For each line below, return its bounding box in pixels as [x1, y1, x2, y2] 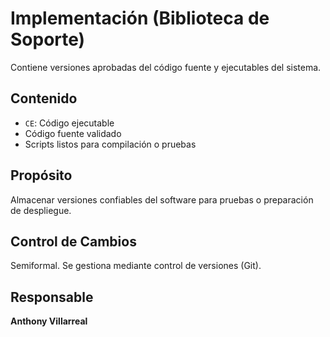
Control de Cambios [10, 233, 137, 250]
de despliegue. [10, 204, 72, 216]
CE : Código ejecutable [24, 117, 115, 129]
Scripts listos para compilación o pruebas [24, 138, 197, 150]
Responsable [10, 288, 94, 306]
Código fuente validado [24, 127, 122, 139]
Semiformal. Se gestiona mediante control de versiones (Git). [10, 260, 262, 272]
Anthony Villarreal [10, 315, 88, 327]
